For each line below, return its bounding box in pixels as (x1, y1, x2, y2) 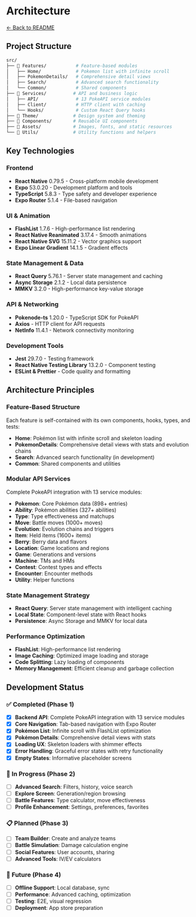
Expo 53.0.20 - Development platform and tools (14, 184, 133, 191)
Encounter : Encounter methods (14, 570, 93, 577)
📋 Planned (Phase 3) (6, 819, 69, 827)
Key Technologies (6, 146, 75, 156)
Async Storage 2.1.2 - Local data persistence (14, 279, 127, 286)
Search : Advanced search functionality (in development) (14, 453, 155, 461)
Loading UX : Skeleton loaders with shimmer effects (14, 741, 142, 748)
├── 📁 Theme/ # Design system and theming (6, 112, 146, 119)
